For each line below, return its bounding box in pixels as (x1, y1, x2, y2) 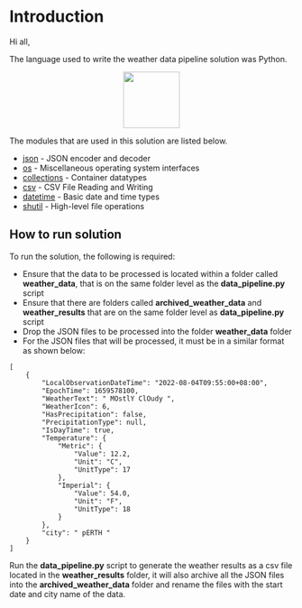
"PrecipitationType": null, (41, 418, 147, 427)
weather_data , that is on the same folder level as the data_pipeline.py (22, 278, 286, 289)
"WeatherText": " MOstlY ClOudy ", (41, 394, 176, 403)
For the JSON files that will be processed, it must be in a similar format (22, 336, 285, 346)
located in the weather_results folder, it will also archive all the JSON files (9, 569, 285, 580)
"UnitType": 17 (73, 465, 131, 474)
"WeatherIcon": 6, (41, 401, 111, 411)
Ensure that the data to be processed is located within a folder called (22, 268, 279, 279)
